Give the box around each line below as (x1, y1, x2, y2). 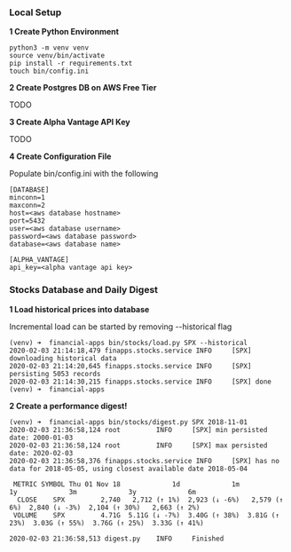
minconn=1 (9, 193, 46, 202)
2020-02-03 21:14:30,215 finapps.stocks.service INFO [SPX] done (9, 377, 272, 386)
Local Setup (9, 6, 62, 19)
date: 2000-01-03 (9, 433, 74, 442)
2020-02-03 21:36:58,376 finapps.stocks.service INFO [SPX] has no (9, 456, 279, 465)
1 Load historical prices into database (9, 304, 150, 314)
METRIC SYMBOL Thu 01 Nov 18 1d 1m (12, 479, 240, 489)
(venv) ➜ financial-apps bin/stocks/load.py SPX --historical (9, 338, 248, 347)
